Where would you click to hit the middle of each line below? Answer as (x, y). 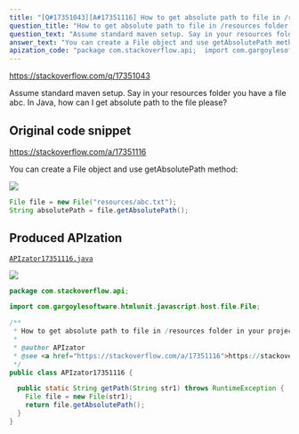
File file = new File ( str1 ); (79, 397)
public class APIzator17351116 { (71, 373)
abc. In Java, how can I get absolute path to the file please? (118, 102)
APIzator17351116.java (51, 259)
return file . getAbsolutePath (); (85, 406)
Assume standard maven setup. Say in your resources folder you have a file (148, 93)
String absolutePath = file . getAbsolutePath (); (99, 210)
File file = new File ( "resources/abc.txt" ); (93, 202)
